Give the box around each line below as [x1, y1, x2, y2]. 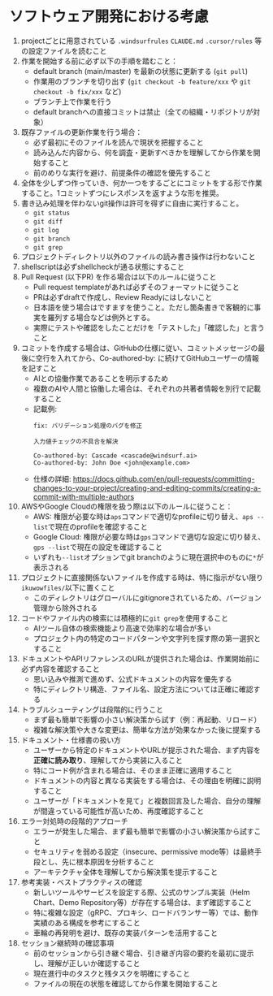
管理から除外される [32, 603, 98, 613]
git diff [32, 217, 63, 226]
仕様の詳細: [32, 474, 71, 483]
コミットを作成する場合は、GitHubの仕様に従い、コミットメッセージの [20, 343, 258, 353]
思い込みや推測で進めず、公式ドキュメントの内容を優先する [32, 673, 232, 683]
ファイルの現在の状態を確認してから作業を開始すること [32, 978, 219, 988]
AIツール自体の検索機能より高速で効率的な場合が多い [32, 623, 211, 633]
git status [32, 209, 71, 217]
